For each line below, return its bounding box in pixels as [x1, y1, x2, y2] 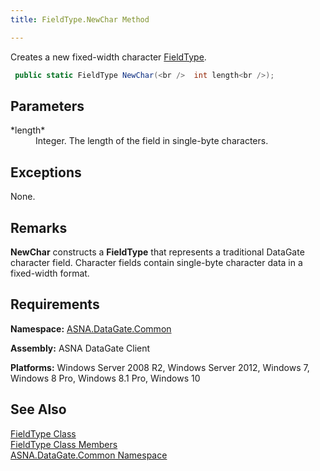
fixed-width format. [10, 267, 90, 279]
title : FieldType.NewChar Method [10, 14, 150, 25]
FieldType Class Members [10, 438, 118, 450]
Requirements [10, 296, 100, 313]
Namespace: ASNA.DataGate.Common [10, 322, 172, 335]
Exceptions [10, 164, 82, 181]
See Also [10, 401, 67, 418]
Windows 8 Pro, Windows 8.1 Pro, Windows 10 [10, 372, 201, 384]
